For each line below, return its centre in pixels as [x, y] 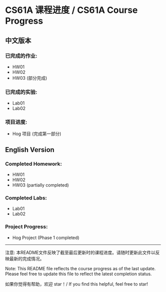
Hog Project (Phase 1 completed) [46, 238]
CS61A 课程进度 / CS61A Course [71, 10]
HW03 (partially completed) [41, 185]
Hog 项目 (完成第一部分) [37, 134]
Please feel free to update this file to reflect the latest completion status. [79, 274]
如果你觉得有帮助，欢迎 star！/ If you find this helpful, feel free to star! [77, 284]
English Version [30, 150]
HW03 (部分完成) [30, 78]
